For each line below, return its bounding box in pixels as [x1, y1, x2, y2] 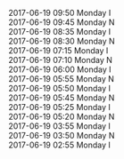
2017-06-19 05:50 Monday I [8, 83, 112, 93]
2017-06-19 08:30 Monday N [8, 36, 115, 46]
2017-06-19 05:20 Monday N [8, 111, 115, 122]
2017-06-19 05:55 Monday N [8, 74, 115, 83]
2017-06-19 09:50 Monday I [8, 8, 112, 18]
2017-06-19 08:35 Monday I [8, 27, 112, 36]
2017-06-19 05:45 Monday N [8, 92, 115, 103]
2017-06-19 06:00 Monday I [8, 64, 112, 75]
